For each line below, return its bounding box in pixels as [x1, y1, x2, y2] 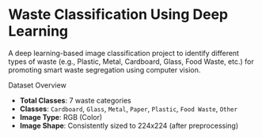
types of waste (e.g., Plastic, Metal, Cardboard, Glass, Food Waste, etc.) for [8, 57, 255, 66]
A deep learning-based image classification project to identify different [8, 48, 240, 58]
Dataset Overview [8, 80, 67, 90]
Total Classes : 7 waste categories [19, 95, 132, 105]
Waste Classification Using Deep [8, 6, 228, 24]
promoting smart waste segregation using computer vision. [8, 65, 201, 74]
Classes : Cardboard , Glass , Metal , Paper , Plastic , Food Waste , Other [19, 104, 238, 114]
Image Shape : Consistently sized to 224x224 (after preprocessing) [19, 121, 239, 130]
